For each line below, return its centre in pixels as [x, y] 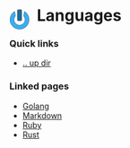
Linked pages [39, 86]
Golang [35, 106]
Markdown [42, 115]
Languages [79, 16]
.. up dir [36, 63]
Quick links [35, 44]
